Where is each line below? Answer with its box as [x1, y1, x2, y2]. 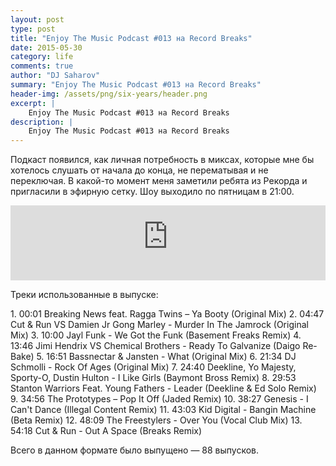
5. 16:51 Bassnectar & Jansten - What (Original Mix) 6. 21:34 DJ [36, 351, 297, 363]
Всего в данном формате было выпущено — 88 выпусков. [10, 444, 260, 456]
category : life [10, 52, 74, 62]
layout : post [10, 14, 65, 25]
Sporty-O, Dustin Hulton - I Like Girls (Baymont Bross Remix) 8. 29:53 [10, 372, 297, 384]
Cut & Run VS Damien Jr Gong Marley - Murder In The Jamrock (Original [10, 319, 309, 331]
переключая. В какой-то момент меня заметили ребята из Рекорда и [10, 175, 308, 187]
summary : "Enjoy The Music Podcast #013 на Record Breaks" [10, 80, 262, 90]
